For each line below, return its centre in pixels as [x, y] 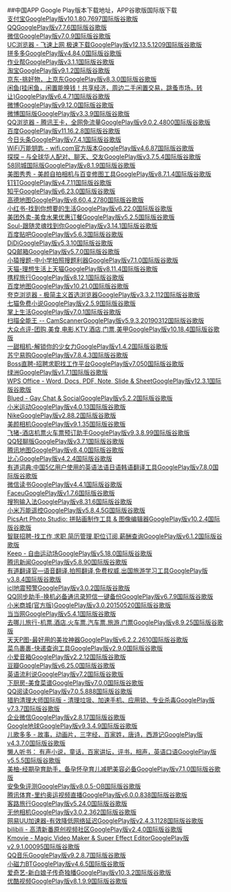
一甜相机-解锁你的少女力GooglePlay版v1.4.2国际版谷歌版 [88, 346]
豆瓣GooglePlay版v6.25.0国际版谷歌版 [61, 665]
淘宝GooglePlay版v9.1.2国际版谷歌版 [59, 70]
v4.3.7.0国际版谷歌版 [36, 743]
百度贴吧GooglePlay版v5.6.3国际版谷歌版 [66, 234]
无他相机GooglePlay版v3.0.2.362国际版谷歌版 [72, 812]
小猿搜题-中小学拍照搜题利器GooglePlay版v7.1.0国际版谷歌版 [93, 260]
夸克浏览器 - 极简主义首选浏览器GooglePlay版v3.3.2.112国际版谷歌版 [104, 295]
